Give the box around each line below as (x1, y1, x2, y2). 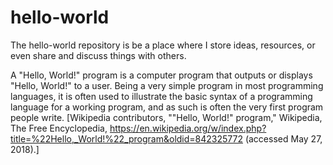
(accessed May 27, (244, 132, 323, 145)
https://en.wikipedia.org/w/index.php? (109, 122, 267, 134)
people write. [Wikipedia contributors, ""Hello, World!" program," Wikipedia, (10, 111, 323, 123)
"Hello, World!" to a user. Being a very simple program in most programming (10, 79, 324, 91)
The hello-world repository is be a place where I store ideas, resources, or (10, 39, 316, 51)
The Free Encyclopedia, (10, 122, 108, 134)
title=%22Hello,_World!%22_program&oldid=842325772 (10, 132, 243, 145)
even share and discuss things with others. (10, 49, 187, 61)
